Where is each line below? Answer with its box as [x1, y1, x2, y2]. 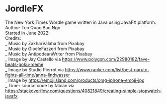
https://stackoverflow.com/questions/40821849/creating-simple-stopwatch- [5, 88, 162, 94]
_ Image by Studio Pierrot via [5, 66, 64, 72]
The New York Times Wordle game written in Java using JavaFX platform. [5, 19, 157, 25]
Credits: [5, 35, 21, 41]
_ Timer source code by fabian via [5, 82, 75, 88]
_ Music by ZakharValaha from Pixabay [5, 40, 84, 46]
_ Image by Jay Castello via [5, 56, 61, 62]
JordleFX [5, 3, 44, 14]
